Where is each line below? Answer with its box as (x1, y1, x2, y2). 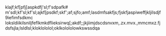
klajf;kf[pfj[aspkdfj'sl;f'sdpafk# (5, 4, 68, 10)
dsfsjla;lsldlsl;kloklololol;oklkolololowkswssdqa (5, 25, 100, 31)
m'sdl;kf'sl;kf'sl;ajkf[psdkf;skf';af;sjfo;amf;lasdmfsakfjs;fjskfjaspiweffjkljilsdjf (5, 9, 161, 15)
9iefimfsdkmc (5, 15, 33, 20)
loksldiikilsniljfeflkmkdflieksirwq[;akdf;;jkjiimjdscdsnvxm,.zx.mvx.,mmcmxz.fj (5, 20, 161, 26)
